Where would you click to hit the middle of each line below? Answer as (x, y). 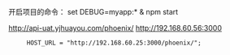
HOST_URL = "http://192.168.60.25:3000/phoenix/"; (114, 43)
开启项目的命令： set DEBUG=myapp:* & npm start (93, 12)
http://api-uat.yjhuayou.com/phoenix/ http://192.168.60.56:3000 (115, 28)
